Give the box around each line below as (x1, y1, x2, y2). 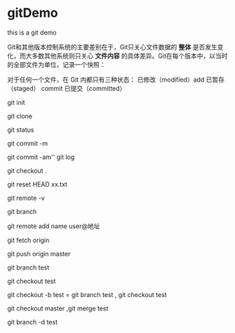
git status (7, 125, 34, 134)
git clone (7, 111, 33, 120)
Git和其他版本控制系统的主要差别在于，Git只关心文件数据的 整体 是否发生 (7, 42, 217, 51)
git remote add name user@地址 (7, 222, 100, 230)
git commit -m (7, 139, 48, 147)
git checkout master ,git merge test (7, 304, 109, 313)
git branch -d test (7, 318, 58, 326)
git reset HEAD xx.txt (7, 180, 68, 188)
